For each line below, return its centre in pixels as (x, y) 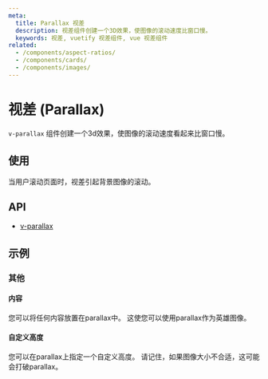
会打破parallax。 (35, 367)
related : (23, 45)
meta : (17, 16)
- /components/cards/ (51, 61)
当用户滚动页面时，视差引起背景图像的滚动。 (82, 181)
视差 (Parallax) (57, 109)
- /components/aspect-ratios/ (65, 53)
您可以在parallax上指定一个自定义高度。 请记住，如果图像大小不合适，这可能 (134, 357)
